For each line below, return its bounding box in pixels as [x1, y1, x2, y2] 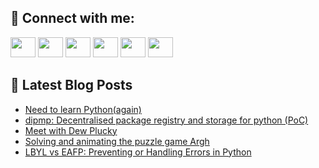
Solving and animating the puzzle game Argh [24, 135, 210, 147]
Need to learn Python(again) [24, 103, 142, 115]
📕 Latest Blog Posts [10, 77, 133, 94]
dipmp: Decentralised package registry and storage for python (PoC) [24, 114, 309, 126]
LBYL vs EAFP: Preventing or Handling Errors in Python [24, 146, 252, 158]
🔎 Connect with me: [10, 10, 135, 27]
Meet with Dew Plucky [24, 124, 118, 136]
